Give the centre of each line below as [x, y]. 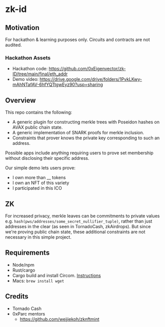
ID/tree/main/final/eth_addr [40, 74]
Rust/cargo [24, 270]
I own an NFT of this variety [41, 183]
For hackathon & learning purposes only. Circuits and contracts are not [78, 39]
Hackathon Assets [28, 57]
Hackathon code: [30, 69]
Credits [17, 296]
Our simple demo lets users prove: [40, 168]
